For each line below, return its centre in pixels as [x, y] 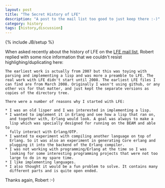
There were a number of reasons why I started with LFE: [65, 102]
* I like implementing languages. [41, 162]
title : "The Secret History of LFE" [43, 14]
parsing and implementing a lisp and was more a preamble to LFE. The [79, 76]
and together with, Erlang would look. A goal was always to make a [82, 119]
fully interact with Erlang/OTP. [44, 132]
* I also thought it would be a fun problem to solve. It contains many [82, 167]
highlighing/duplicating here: [34, 62]
